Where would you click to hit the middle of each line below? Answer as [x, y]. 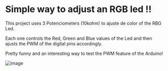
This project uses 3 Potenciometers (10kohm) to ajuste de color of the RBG [83, 23]
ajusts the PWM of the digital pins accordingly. [54, 43]
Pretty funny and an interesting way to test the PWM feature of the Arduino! [84, 53]
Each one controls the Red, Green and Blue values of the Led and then [79, 38]
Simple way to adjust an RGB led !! [78, 9]
